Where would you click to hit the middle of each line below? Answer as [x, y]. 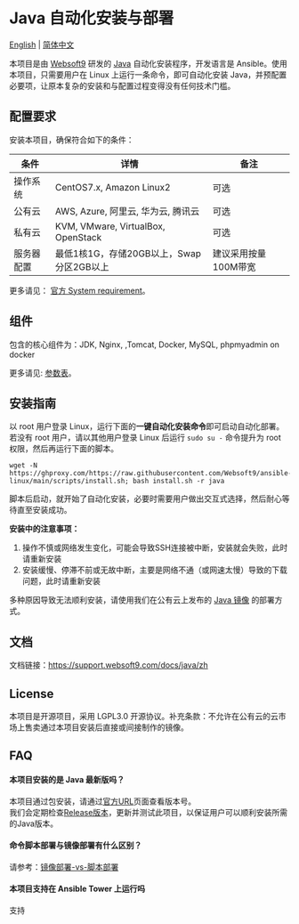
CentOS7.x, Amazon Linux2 [113, 187]
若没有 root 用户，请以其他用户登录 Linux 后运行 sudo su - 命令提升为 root [145, 438]
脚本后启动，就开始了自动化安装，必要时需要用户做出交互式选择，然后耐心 [145, 498]
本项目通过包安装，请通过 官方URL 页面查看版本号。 [103, 801]
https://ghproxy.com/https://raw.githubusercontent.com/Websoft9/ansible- [151, 474]
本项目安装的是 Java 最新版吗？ [67, 779]
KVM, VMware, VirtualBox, [110, 226]
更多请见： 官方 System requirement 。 [80, 290]
